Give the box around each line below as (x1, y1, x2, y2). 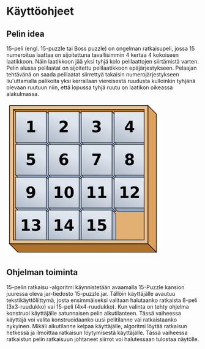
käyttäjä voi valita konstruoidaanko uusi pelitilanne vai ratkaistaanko (6, 316, 177, 323)
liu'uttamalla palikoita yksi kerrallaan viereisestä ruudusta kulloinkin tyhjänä (6, 78, 196, 84)
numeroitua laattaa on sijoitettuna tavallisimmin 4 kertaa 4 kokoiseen (6, 51, 179, 59)
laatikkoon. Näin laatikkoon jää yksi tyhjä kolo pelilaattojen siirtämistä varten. (6, 58, 199, 65)
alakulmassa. (6, 90, 40, 97)
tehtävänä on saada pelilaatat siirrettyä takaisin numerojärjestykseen (6, 71, 179, 78)
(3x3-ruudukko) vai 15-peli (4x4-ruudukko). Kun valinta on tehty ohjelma (6, 303, 190, 310)
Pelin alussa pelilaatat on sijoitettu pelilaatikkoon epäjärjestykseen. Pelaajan (6, 64, 197, 72)
